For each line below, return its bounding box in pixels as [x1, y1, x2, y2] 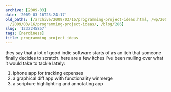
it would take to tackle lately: [5, 60, 65, 66]
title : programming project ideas [5, 36, 79, 41]
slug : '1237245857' [5, 26, 47, 31]
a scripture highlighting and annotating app [12, 80, 103, 86]
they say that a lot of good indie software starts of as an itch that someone [5, 49, 161, 56]
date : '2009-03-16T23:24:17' [5, 12, 67, 17]
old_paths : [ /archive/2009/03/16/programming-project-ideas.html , [5, 17, 149, 22]
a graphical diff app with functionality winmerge [12, 75, 113, 81]
